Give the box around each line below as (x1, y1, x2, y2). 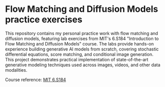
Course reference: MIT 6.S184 (5, 77, 66, 83)
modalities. (5, 67, 28, 73)
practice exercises (5, 14, 83, 25)
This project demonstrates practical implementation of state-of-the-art (5, 56, 149, 62)
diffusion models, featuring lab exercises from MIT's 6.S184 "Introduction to (5, 36, 159, 42)
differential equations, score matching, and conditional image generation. (5, 51, 154, 57)
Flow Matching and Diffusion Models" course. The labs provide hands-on (5, 41, 154, 46)
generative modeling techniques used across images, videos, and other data (5, 62, 161, 68)
